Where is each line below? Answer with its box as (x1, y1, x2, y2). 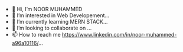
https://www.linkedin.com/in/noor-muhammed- (61, 31, 177, 38)
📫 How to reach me (11, 31, 61, 38)
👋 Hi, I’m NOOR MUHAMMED (11, 6, 83, 12)
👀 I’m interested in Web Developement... (11, 12, 110, 19)
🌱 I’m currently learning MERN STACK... (11, 18, 108, 25)
